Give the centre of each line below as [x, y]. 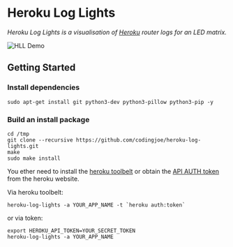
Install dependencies [44, 87]
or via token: [25, 218]
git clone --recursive [40, 140]
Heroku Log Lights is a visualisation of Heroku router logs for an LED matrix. [117, 32]
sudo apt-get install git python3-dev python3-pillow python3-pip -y [111, 102]
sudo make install [34, 158]
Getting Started [42, 68]
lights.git [23, 146]
